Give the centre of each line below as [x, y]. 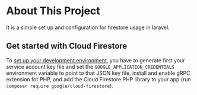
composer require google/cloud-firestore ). [60, 85]
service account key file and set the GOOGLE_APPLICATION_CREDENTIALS [90, 66]
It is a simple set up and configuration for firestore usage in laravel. [88, 27]
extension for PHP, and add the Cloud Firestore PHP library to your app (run [99, 79]
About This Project [53, 11]
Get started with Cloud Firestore [67, 46]
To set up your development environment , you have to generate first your [96, 60]
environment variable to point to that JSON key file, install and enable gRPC [99, 73]
